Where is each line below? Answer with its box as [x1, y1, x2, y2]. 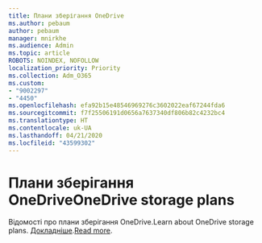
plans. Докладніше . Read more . [8, 226, 113, 236]
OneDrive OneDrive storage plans [8, 191, 235, 209]
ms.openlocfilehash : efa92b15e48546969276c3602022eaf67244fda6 [8, 101, 226, 109]
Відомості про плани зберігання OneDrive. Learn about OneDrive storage [8, 217, 254, 227]
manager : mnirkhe [8, 34, 67, 43]
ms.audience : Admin [8, 42, 74, 50]
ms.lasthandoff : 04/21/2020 [8, 131, 103, 139]
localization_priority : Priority [8, 64, 121, 72]
